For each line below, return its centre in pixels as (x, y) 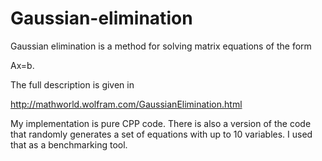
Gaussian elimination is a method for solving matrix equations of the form (161, 46)
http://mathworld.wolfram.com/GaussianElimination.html (126, 104)
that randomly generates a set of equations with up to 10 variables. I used (161, 134)
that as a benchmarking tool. (69, 144)
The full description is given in (72, 84)
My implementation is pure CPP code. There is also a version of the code (161, 123)
